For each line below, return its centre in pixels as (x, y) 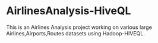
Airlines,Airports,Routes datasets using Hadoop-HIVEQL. (76, 33)
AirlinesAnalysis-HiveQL (69, 11)
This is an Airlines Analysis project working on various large (79, 27)
